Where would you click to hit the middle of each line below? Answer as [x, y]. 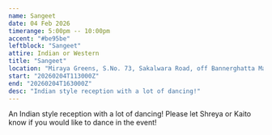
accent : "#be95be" [39, 38]
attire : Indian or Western [54, 53]
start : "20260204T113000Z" [54, 76]
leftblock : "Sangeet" [45, 46]
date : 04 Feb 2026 [39, 23]
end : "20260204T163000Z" [50, 83]
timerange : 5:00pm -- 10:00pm [59, 31]
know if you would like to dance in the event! [83, 123]
